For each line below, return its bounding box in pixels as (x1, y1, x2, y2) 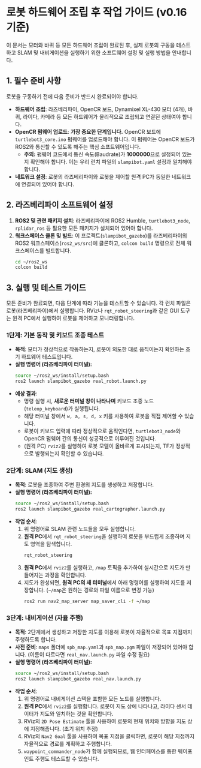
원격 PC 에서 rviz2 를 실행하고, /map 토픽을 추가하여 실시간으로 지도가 (23, 564, 184, 571)
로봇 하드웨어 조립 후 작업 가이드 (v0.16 (6, 5, 187, 19)
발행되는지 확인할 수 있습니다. (35, 450, 104, 457)
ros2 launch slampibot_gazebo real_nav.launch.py (14, 676, 142, 682)
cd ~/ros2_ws (14, 259, 48, 265)
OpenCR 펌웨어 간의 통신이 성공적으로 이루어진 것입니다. (23, 435, 157, 442)
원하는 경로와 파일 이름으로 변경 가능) (68, 586, 154, 594)
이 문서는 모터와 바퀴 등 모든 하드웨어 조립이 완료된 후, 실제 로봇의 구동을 (6, 41, 175, 49)
